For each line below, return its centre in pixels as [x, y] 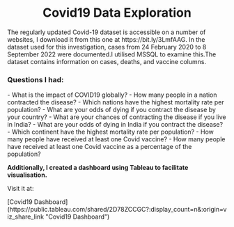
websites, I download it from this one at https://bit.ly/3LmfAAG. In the [106, 39]
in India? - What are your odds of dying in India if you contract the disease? [115, 125]
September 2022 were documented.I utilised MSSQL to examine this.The [112, 54]
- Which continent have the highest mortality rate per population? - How [110, 132]
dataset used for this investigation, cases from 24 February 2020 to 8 [107, 47]
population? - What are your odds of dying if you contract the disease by [111, 110]
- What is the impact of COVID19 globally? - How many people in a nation [112, 95]
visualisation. [27, 175]
